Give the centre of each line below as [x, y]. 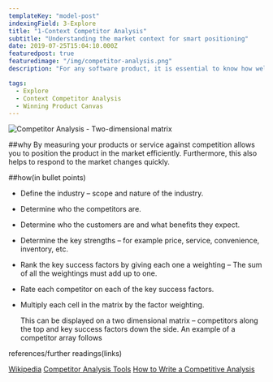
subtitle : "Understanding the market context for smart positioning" [129, 39]
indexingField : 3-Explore [52, 24]
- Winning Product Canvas [60, 106]
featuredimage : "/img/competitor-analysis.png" [91, 62]
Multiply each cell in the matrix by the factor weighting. [112, 305]
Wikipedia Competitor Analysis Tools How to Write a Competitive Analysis [132, 369]
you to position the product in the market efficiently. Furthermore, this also [133, 153]
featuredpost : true [41, 54]
